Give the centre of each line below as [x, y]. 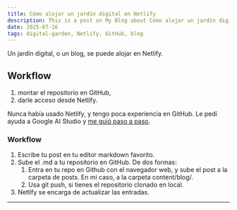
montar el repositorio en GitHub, [64, 93]
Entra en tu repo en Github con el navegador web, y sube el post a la [128, 170]
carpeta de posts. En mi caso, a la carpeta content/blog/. [111, 178]
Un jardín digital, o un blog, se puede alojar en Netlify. [85, 54]
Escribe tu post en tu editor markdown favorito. [86, 155]
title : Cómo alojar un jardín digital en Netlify [82, 14]
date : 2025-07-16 [33, 27]
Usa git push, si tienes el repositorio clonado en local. [106, 185]
